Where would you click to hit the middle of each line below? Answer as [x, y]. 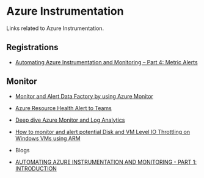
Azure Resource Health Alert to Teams [63, 108]
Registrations [33, 47]
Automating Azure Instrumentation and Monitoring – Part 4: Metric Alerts [106, 62]
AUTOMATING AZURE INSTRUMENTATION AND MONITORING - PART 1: [106, 162]
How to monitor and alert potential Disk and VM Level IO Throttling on [103, 132]
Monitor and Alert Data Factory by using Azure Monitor [84, 96]
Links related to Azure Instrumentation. [55, 28]
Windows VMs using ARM [48, 138]
